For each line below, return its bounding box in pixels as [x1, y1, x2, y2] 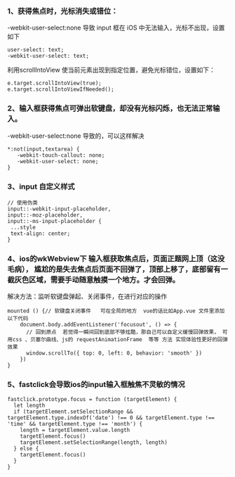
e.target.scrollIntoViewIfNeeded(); [7, 86, 114, 93]
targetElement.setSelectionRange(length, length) [20, 439, 168, 446]
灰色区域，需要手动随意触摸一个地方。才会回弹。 [14, 274, 180, 284]
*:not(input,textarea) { [7, 146, 80, 153]
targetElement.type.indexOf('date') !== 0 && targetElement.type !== [7, 414, 215, 421]
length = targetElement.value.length [20, 427, 130, 434]
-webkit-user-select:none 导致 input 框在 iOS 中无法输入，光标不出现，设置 [7, 23, 225, 32]
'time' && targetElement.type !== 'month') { [7, 421, 142, 428]
